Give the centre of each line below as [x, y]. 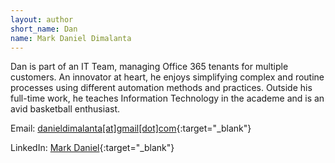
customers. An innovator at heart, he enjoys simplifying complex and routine [167, 77]
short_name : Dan [44, 29]
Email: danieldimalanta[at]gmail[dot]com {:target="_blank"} [131, 128]
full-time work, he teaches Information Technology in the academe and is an [167, 98]
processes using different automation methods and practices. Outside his [161, 88]
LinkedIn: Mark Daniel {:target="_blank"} [92, 148]
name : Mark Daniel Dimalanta [71, 38]
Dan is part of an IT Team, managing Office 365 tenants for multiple [149, 67]
